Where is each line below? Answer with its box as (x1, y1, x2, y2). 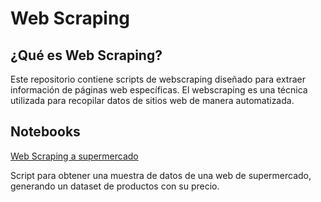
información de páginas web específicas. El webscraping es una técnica (10, 84, 308, 96)
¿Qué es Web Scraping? (10, 47, 163, 64)
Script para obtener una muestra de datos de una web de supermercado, (10, 169, 312, 181)
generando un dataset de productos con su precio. (10, 180, 220, 192)
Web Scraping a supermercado (10, 150, 139, 162)
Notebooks (10, 123, 81, 141)
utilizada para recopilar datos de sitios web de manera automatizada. (10, 95, 295, 106)
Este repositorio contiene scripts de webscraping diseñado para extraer (10, 73, 306, 85)
